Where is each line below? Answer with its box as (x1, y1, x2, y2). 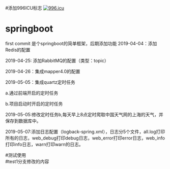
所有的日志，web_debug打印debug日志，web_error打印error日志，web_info (5, 134, 165, 141)
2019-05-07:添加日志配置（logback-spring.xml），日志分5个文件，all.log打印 (5, 128, 165, 134)
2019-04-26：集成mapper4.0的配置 (5, 68, 80, 74)
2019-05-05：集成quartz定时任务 (5, 79, 75, 85)
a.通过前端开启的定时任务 (5, 90, 59, 96)
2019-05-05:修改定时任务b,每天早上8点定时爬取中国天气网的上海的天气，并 (5, 111, 164, 117)
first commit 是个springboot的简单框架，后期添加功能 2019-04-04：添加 (5, 40, 157, 46)
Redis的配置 (5, 47, 31, 53)
